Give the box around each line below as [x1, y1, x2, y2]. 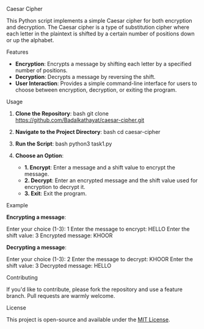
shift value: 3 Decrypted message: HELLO [6, 262, 112, 269]
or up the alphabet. [6, 37, 54, 43]
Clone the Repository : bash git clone [15, 110, 109, 117]
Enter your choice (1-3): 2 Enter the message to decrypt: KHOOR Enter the [6, 256, 194, 262]
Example [6, 202, 29, 209]
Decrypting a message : [6, 244, 67, 251]
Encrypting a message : [6, 213, 67, 221]
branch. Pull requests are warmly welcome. [6, 292, 115, 299]
